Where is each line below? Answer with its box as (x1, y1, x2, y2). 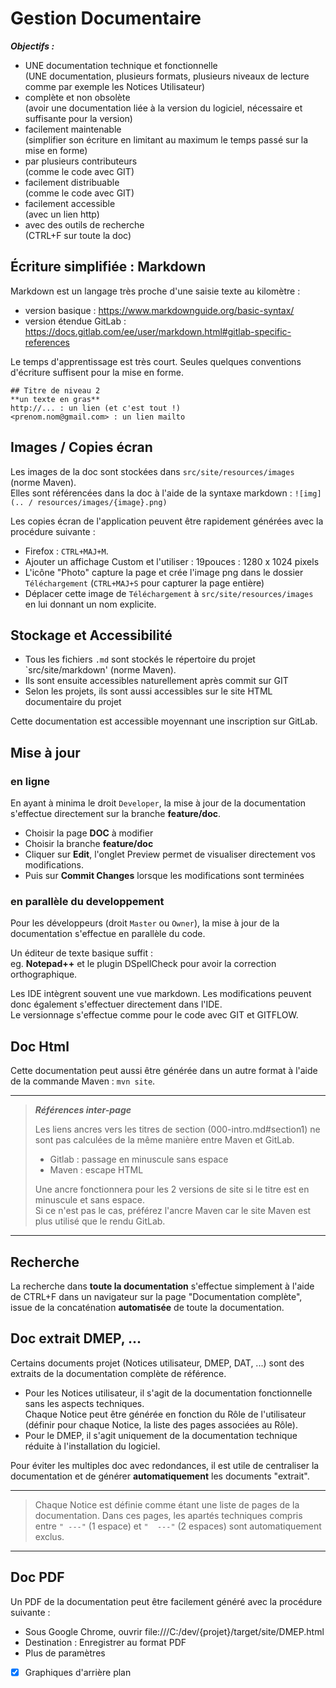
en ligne (10, 774, 50, 788)
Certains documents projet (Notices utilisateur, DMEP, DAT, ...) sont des (10, 1357, 305, 1369)
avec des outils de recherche (24, 218, 145, 231)
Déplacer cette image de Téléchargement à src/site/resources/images (24, 587, 314, 599)
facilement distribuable (24, 176, 120, 188)
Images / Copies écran (10, 439, 153, 456)
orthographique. (10, 968, 78, 981)
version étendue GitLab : (24, 315, 127, 327)
